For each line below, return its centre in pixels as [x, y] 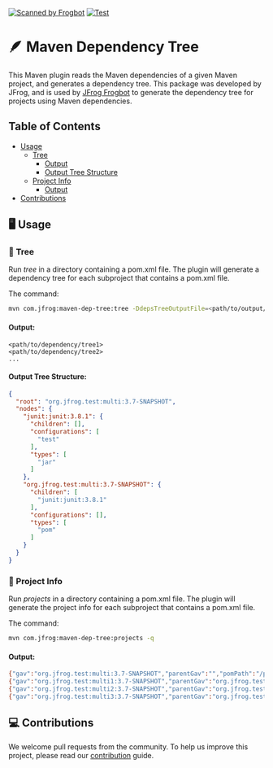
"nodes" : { [34, 409]
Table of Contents [55, 127]
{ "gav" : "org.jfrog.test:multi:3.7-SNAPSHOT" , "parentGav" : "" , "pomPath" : [132, 674]
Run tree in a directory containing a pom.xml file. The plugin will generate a [134, 269]
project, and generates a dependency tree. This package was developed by [135, 83]
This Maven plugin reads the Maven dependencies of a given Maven [123, 75]
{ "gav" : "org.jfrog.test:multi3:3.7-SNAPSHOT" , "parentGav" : [110, 696]
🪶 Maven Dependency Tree [104, 47]
